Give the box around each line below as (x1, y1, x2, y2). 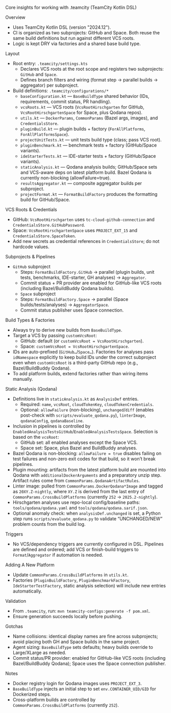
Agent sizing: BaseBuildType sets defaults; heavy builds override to (12, 644, 153, 650)
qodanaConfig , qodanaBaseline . (20, 418, 84, 423)
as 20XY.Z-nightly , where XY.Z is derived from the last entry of (12, 488, 145, 494)
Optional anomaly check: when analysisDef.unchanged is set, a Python (12, 510, 161, 516)
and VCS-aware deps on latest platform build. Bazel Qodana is (20, 169, 152, 175)
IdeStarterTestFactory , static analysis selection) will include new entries (12, 583, 166, 588)
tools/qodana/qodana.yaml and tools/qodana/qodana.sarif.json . (12, 505, 149, 511)
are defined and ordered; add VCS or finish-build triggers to (12, 546, 139, 553)
